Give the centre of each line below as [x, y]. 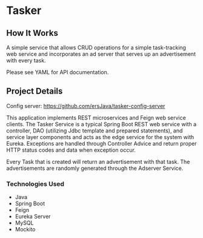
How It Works [32, 33]
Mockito [25, 229]
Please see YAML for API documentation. [58, 72]
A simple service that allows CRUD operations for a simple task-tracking [96, 47]
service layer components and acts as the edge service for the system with [100, 137]
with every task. [26, 60]
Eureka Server [33, 217]
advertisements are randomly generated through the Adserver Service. [95, 168]
